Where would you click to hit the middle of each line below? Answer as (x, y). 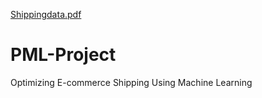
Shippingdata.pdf (46, 14)
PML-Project (63, 55)
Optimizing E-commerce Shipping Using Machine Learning (131, 82)
